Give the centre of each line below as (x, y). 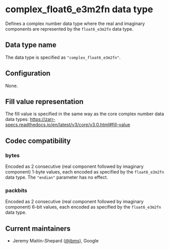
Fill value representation (44, 101)
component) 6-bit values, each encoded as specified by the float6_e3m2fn (83, 207)
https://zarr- (43, 119)
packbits (16, 190)
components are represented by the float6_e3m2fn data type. (69, 29)
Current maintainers (38, 228)
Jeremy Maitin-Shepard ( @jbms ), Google (56, 241)
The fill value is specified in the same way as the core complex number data (85, 114)
